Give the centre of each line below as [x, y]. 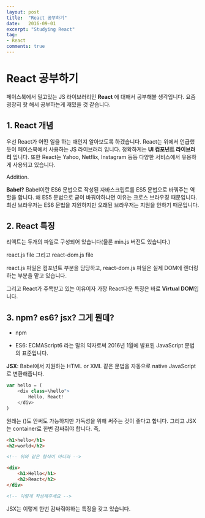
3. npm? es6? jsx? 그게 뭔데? [60, 318]
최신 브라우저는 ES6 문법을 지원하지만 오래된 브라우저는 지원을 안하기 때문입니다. [103, 205]
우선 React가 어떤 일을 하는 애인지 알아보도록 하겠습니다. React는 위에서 [92, 141]
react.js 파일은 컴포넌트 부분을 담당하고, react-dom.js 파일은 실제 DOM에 [94, 268]
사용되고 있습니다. [34, 164]
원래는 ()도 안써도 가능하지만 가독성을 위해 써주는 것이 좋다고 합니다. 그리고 [95, 420]
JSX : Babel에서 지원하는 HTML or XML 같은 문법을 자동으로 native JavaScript [101, 366]
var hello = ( [24, 385]
